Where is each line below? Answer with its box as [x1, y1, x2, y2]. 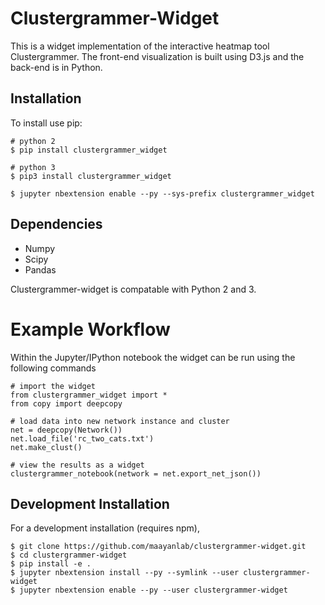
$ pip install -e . [10, 559, 92, 569]
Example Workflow [10, 318, 171, 341]
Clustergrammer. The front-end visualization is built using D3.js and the [10, 50, 305, 62]
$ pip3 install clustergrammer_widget [10, 171, 172, 181]
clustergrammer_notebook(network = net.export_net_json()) [10, 468, 262, 479]
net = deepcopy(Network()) [10, 425, 123, 435]
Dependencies [10, 216, 103, 233]
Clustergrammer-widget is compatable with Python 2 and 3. [10, 283, 257, 295]
